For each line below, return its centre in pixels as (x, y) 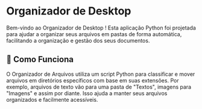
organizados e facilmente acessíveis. (52, 99)
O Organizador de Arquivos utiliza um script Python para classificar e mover (101, 74)
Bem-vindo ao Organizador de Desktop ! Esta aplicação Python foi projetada (101, 28)
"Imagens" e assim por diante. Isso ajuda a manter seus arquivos (87, 93)
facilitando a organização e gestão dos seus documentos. (78, 40)
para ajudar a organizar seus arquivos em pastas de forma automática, (94, 34)
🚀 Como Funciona (40, 59)
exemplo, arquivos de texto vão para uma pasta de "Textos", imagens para (99, 87)
